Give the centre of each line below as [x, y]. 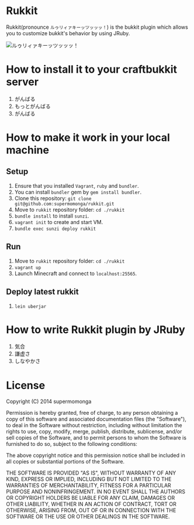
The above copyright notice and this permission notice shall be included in [96, 455]
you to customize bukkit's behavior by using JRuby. [68, 33]
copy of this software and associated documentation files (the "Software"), [96, 419]
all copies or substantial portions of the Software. [65, 462]
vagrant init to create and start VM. [59, 222]
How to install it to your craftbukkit [91, 70]
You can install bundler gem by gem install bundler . [78, 192]
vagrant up [28, 267]
